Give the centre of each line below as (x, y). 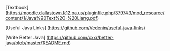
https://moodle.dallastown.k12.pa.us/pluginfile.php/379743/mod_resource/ (86, 13)
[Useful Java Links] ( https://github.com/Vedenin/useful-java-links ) (76, 28)
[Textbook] (17, 7)
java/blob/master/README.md (37, 43)
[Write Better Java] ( (27, 38)
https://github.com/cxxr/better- (81, 38)
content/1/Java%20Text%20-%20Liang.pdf (51, 18)
